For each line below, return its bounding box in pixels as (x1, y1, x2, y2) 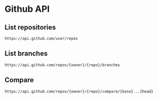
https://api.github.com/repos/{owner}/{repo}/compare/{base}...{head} (4, 89, 154, 94)
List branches (4, 49, 48, 58)
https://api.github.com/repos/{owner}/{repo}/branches (4, 63, 120, 67)
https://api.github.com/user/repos (4, 36, 78, 41)
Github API (4, 3, 50, 15)
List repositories (4, 23, 56, 32)
